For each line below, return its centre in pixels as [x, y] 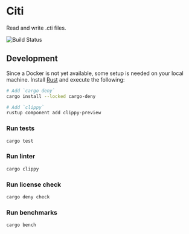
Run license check [34, 184]
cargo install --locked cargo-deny [51, 96]
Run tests [21, 128]
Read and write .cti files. [36, 28]
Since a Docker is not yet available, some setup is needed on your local [95, 73]
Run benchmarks [32, 212]
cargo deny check [28, 197]
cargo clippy [23, 169]
